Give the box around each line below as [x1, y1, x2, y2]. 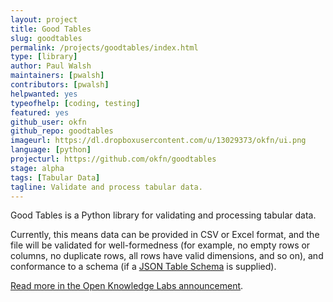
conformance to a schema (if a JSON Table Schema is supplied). [10, 261, 277, 273]
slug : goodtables [10, 33, 83, 43]
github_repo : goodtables [10, 126, 114, 136]
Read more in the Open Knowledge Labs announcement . [10, 280, 244, 292]
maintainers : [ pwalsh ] [10, 71, 105, 81]
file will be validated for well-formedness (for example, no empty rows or [10, 239, 311, 251]
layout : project [10, 14, 78, 25]
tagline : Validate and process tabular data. [10, 182, 203, 192]
